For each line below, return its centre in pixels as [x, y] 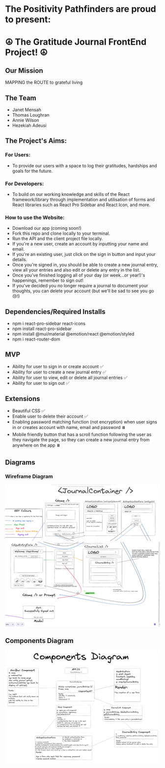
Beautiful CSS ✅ [29, 411]
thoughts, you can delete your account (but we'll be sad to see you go [83, 291]
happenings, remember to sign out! [48, 280]
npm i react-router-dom [36, 339]
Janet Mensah [27, 110]
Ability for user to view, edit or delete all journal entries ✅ [70, 377]
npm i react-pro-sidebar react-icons [49, 324]
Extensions [23, 399]
